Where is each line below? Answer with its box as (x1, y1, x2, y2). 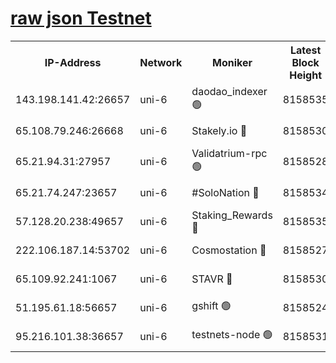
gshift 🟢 (191, 299, 232, 313)
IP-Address (44, 55, 102, 69)
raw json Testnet (10, 7, 152, 30)
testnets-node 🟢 (191, 328, 273, 342)
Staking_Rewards (191, 208, 273, 222)
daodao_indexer (191, 84, 268, 98)
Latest (289, 43, 322, 57)
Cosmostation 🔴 (191, 243, 267, 257)
